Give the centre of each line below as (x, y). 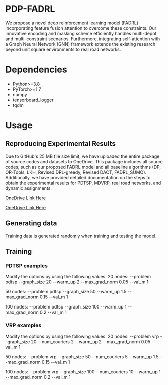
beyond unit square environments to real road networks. (63, 49)
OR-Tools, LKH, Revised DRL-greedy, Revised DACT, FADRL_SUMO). (76, 172)
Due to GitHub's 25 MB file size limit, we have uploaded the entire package (82, 156)
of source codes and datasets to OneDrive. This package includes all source (84, 161)
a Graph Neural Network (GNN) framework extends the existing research (80, 44)
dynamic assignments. (28, 188)
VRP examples (23, 325)
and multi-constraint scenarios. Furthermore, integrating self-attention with (83, 39)
